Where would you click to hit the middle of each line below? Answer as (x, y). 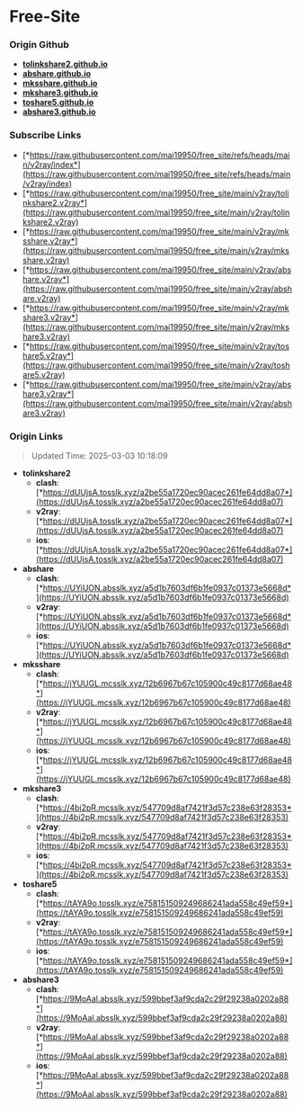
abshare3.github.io (59, 112)
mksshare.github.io (60, 84)
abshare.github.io (57, 74)
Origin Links (36, 436)
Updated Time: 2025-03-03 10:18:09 (99, 456)
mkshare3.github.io (60, 93)
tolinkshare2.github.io (65, 64)
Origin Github (40, 45)
